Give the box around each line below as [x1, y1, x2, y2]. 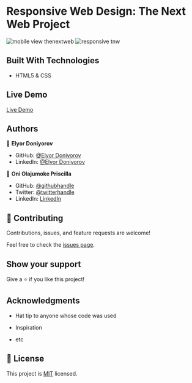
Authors [6, 123, 39, 134]
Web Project [6, 17, 70, 31]
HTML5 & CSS [15, 72, 52, 79]
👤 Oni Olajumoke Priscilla [6, 170, 72, 177]
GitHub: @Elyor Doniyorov [15, 152, 81, 159]
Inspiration [15, 323, 42, 331]
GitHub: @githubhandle [15, 182, 75, 190]
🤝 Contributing [6, 213, 64, 223]
